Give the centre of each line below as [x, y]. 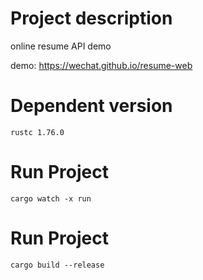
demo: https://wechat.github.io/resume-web [101, 65]
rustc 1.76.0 [37, 132]
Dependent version [91, 106]
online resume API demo [61, 46]
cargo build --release [57, 265]
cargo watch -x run [51, 198]
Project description [91, 18]
